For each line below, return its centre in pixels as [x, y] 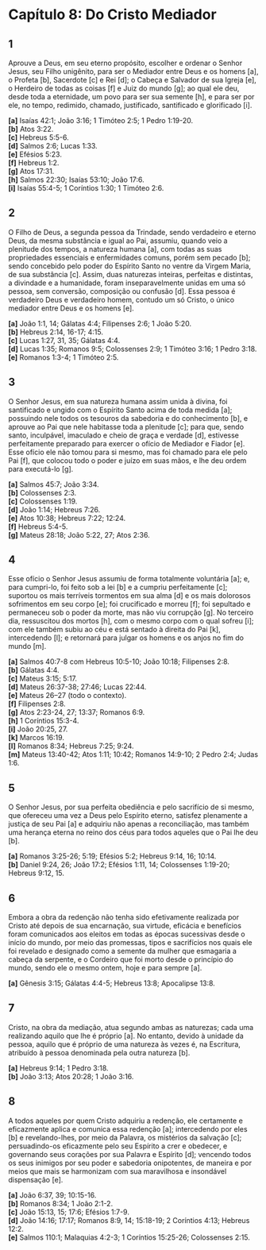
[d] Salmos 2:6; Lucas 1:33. [53, 146]
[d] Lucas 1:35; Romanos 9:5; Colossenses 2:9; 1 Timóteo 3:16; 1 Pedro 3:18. [133, 349]
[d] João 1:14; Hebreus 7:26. [54, 509]
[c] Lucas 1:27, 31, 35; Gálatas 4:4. [64, 340]
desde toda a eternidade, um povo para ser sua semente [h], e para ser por [131, 96]
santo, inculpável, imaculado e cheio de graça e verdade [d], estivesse [124, 435]
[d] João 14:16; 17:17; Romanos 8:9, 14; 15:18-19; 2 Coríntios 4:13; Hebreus [129, 1220]
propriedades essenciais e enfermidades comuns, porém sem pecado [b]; [129, 257]
